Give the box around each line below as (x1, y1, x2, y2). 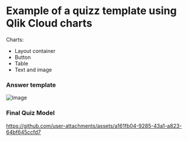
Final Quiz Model (6, 109, 55, 117)
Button (14, 53, 31, 61)
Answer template (6, 80, 56, 89)
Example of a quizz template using (6, 4, 177, 18)
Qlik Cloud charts (6, 16, 93, 30)
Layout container (14, 47, 56, 54)
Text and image (14, 66, 52, 73)
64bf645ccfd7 (6, 128, 41, 136)
